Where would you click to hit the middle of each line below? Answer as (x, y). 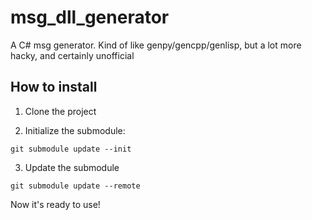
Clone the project (60, 111)
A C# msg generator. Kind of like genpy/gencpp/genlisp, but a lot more (156, 45)
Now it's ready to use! (55, 204)
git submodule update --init (71, 149)
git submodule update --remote (75, 186)
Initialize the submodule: (75, 130)
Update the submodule (72, 167)
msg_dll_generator (90, 17)
